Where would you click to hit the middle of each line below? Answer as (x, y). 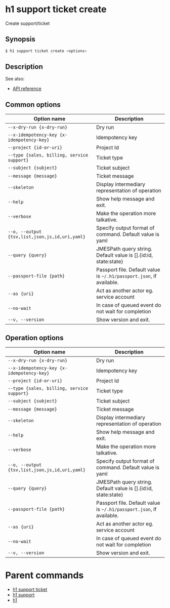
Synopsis (20, 39)
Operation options (34, 338)
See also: (15, 79)
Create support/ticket (28, 23)
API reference (27, 89)
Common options (33, 105)
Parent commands (45, 575)
